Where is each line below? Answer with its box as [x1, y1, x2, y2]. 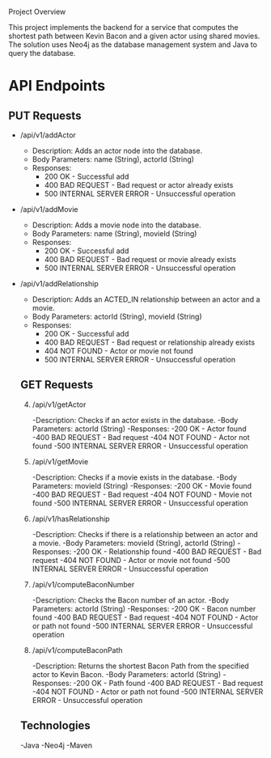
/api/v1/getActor [32, 400, 87, 409]
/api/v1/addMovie [19, 205, 78, 214]
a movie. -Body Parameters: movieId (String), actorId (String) [32, 538, 236, 548]
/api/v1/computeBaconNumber [32, 579, 135, 589]
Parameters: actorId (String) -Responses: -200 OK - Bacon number [32, 603, 256, 613]
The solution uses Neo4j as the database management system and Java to [8, 40, 257, 49]
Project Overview [8, 7, 66, 16]
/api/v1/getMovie [32, 456, 89, 466]
